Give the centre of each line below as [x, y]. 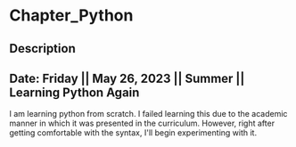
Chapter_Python [71, 16]
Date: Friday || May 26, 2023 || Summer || [127, 78]
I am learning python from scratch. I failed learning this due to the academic [148, 114]
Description [42, 49]
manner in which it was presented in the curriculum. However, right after [142, 123]
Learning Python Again [74, 92]
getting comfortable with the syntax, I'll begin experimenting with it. [133, 133]
